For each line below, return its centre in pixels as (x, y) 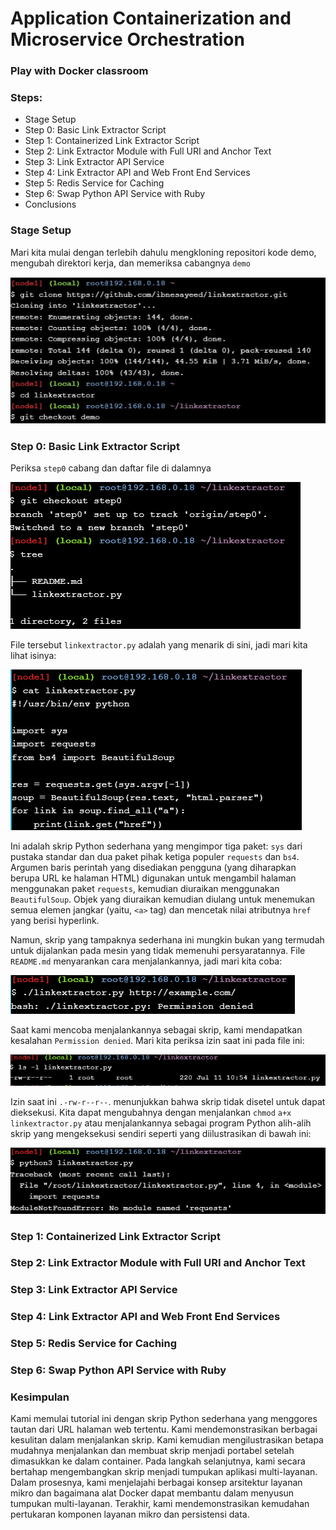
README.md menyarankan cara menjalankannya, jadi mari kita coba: (146, 961)
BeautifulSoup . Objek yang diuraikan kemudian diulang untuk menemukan (163, 899)
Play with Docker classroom (79, 71)
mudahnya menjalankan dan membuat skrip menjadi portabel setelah (152, 1451)
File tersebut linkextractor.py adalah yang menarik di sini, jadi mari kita (159, 644)
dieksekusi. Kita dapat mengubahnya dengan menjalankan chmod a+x (151, 1112)
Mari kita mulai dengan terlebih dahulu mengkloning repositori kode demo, (163, 252)
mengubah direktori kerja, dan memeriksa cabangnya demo (130, 263)
